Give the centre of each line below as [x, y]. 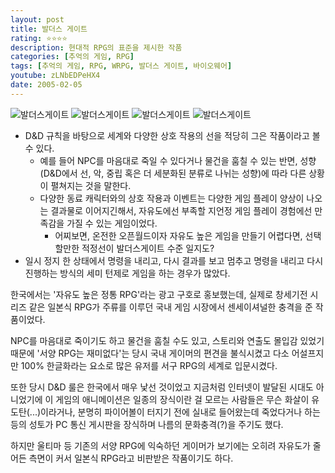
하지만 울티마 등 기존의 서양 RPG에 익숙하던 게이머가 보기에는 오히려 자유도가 [160, 445]
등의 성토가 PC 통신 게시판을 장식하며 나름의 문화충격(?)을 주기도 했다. [147, 424]
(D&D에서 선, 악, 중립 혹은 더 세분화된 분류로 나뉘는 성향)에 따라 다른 [173, 173]
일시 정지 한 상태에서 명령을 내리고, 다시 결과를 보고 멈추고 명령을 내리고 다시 [174, 260]
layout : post [37, 19]
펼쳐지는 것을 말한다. [91, 185]
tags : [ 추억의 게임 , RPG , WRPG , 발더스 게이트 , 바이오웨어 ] [121, 66]
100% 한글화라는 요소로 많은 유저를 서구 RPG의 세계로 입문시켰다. [149, 365]
